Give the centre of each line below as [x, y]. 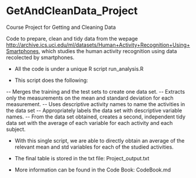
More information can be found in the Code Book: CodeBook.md [93, 170]
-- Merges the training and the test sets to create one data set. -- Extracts [96, 91]
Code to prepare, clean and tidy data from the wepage [72, 38]
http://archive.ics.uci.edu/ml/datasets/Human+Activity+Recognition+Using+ [98, 45]
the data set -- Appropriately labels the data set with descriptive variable [94, 110]
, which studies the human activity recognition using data [108, 51]
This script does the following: [51, 80]
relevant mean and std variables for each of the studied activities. [94, 147]
